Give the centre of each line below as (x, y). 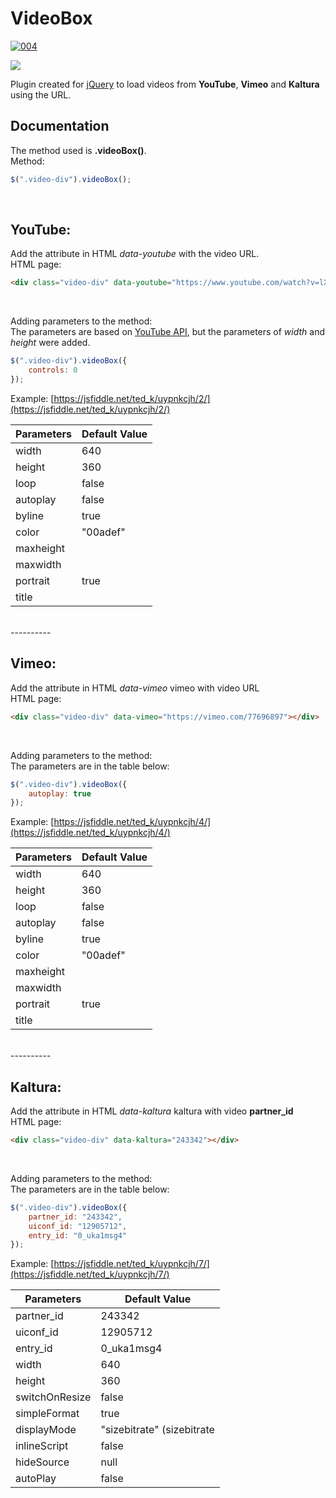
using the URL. (41, 94)
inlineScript (42, 1446)
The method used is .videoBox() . (78, 150)
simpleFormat (47, 1414)
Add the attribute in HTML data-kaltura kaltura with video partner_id (152, 1111)
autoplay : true (60, 793)
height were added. (50, 343)
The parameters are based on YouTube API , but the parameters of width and (168, 332)
